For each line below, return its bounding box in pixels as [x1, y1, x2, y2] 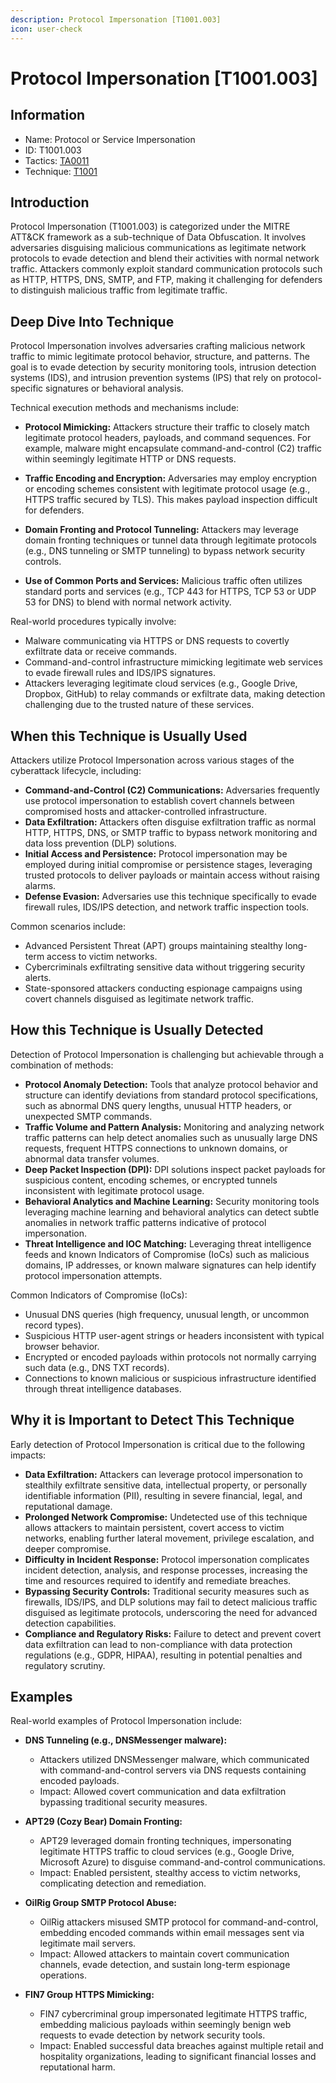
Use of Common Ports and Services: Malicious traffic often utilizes [24, 575, 303, 587]
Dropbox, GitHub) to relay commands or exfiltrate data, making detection [24, 688, 326, 700]
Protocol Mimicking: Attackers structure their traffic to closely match [24, 421, 310, 433]
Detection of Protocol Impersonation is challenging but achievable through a [10, 1048, 324, 1060]
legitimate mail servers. [39, 1937, 137, 1950]
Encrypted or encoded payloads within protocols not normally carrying [24, 1351, 317, 1363]
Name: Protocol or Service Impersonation [24, 133, 196, 145]
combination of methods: [10, 1059, 114, 1071]
